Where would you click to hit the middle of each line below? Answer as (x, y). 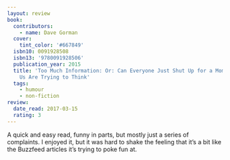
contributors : (33, 26)
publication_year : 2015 (47, 64)
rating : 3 (27, 115)
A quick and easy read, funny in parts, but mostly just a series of (98, 135)
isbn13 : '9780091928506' (49, 58)
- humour (32, 90)
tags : (21, 83)
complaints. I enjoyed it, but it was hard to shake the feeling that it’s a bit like (114, 142)
